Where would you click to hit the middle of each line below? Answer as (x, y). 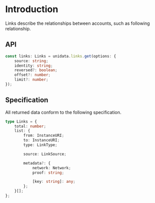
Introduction (32, 9)
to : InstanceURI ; (41, 140)
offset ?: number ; (33, 75)
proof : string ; (48, 173)
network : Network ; (51, 168)
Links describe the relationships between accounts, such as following (77, 23)
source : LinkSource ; (45, 154)
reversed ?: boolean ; (36, 70)
